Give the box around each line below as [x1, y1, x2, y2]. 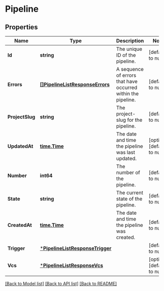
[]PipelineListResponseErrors [40, 81, 110, 88]
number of [116, 169, 141, 176]
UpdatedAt [7, 143, 33, 150]
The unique [116, 45, 143, 52]
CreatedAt [7, 222, 32, 228]
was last [116, 149, 135, 156]
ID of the [116, 52, 136, 58]
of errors [116, 72, 137, 79]
